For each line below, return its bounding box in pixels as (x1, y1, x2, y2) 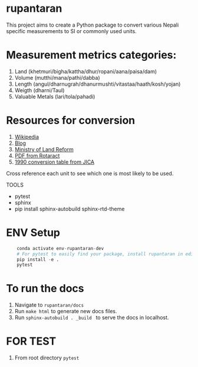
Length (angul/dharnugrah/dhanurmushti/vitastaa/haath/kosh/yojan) (14, 80, 181, 87)
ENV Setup (6, 226, 61, 239)
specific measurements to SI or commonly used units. (6, 27, 137, 34)
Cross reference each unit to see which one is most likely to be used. (6, 170, 174, 177)
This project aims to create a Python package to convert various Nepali (6, 21, 179, 28)
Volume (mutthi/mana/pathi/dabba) (14, 74, 100, 81)
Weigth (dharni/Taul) (14, 86, 65, 93)
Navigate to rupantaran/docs (14, 301, 84, 308)
